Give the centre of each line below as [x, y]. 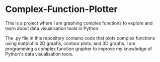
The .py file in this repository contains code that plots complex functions [80, 38]
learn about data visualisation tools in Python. [52, 28]
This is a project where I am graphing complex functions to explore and [79, 23]
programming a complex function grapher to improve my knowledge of [79, 48]
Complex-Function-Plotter [61, 9]
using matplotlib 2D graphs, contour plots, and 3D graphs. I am [70, 43]
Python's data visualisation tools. [39, 54]
